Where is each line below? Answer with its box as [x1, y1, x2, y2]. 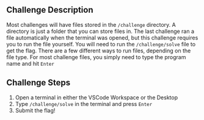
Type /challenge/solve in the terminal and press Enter [15, 100, 153, 107]
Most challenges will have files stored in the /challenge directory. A [6, 21, 176, 28]
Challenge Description [6, 5, 93, 15]
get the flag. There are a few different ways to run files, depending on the [6, 47, 191, 54]
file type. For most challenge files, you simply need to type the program [6, 53, 186, 60]
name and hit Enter [6, 60, 55, 67]
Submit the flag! [15, 107, 56, 114]
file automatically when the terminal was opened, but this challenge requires [6, 34, 199, 41]
